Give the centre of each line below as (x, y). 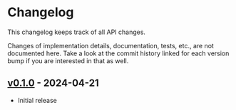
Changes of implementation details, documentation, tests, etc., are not (111, 45)
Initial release (37, 100)
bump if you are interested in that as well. (68, 60)
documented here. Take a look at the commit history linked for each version (118, 53)
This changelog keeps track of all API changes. (77, 32)
